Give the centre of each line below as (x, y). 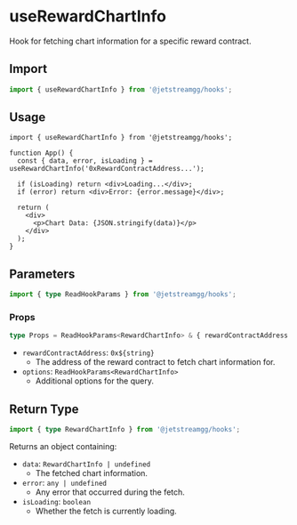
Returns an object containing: (63, 446)
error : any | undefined (64, 482)
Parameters (42, 274)
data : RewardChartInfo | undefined (86, 464)
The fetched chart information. (92, 472)
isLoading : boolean (56, 501)
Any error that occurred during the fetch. (110, 492)
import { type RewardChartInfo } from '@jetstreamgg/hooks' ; (125, 430)
